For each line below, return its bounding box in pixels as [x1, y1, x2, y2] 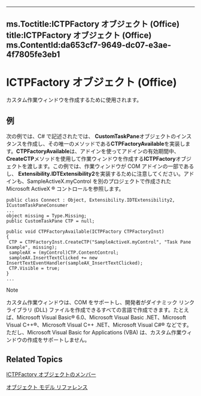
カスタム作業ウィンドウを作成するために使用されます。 [6, 97, 142, 104]
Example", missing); [6, 244, 58, 251]
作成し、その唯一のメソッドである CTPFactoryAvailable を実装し [26, 140, 185, 148]
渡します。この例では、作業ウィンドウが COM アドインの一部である [26, 163, 194, 170]
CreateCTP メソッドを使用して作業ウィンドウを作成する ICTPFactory [6, 155, 176, 163]
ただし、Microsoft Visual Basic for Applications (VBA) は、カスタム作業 [6, 329, 182, 336]
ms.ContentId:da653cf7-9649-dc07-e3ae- [6, 40, 172, 50]
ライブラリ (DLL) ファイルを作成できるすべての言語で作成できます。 [6, 307, 173, 314]
